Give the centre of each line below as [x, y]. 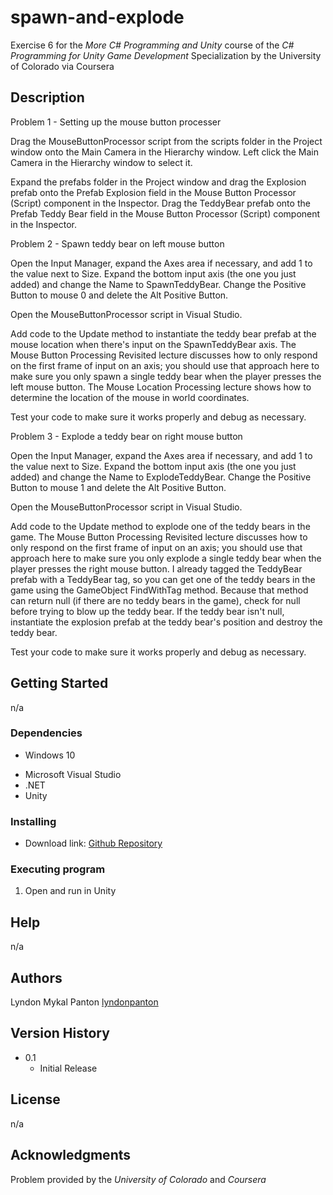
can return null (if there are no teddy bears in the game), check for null [155, 600]
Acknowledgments [71, 1155]
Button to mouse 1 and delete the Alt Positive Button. [118, 487]
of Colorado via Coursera [62, 66]
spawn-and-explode [97, 17]
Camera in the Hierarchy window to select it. [101, 162]
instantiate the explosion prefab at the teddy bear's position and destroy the [166, 622]
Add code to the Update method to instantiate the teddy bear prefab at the [163, 333]
